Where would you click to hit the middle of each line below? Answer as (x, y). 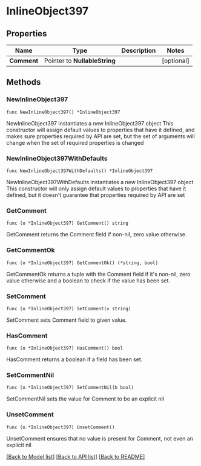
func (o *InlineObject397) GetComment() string (68, 223)
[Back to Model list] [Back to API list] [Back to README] (76, 456)
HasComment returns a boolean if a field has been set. (74, 359)
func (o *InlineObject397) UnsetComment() (61, 427)
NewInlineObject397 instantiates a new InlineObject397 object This (90, 123)
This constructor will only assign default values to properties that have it (96, 188)
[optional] (175, 61)
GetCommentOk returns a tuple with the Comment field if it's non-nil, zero (98, 274)
